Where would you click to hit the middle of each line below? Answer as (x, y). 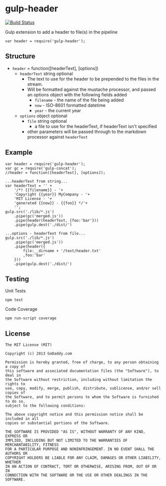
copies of (15, 393)
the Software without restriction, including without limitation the (79, 380)
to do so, (15, 402)
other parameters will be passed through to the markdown (87, 132)
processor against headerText (57, 137)
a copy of (15, 367)
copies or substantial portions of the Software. (58, 423)
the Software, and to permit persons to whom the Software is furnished (82, 397)
